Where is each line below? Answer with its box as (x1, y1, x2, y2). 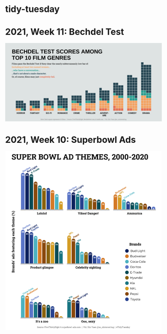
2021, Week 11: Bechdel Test (5, 26, 124, 38)
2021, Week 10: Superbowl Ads (5, 134, 136, 145)
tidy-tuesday (5, 3, 60, 15)
